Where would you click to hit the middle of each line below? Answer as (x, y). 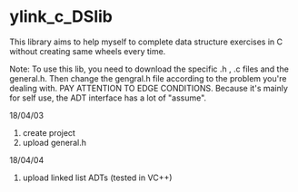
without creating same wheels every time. (88, 51)
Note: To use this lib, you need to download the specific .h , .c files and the (149, 69)
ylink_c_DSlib (61, 17)
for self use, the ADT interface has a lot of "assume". (108, 98)
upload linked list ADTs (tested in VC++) (97, 178)
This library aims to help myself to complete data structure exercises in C (146, 42)
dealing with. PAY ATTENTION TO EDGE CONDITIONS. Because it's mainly (149, 88)
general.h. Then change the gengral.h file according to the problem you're (148, 78)
